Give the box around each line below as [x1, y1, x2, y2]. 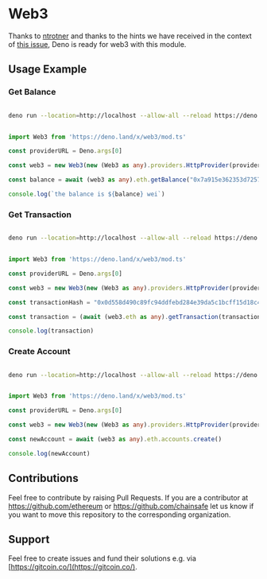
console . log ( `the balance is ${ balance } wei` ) [8, 190, 165, 198]
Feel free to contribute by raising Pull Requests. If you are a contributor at [8, 492, 249, 502]
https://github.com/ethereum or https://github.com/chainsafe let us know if [8, 501, 254, 511]
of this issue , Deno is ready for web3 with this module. [8, 39, 187, 49]
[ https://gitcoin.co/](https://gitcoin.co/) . [8, 562, 137, 572]
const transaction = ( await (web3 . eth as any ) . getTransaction [8, 313, 219, 321]
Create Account [8, 346, 71, 357]
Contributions [8, 472, 79, 485]
